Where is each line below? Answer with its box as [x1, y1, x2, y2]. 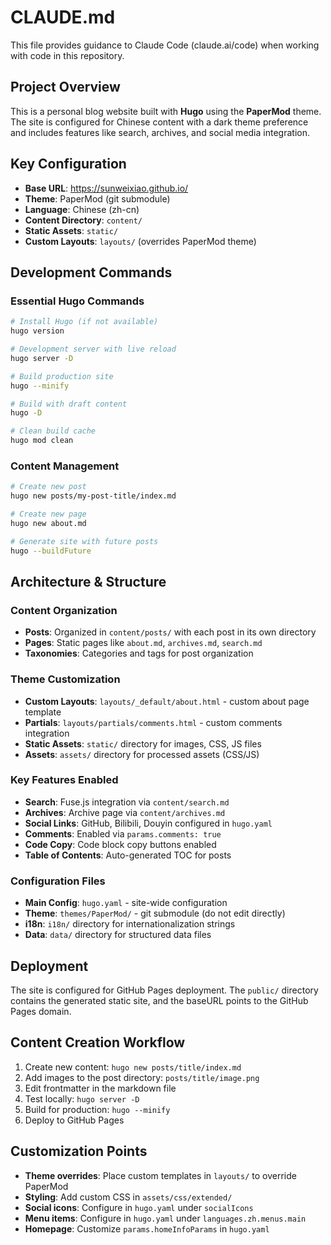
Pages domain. [10, 1005, 72, 1017]
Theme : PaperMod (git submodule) [24, 192, 171, 205]
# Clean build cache [10, 426, 97, 436]
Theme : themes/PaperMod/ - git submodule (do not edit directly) [24, 907, 286, 920]
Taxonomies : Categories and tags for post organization [24, 647, 254, 660]
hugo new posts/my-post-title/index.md [10, 491, 177, 501]
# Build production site [10, 371, 114, 381]
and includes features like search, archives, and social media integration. [10, 126, 310, 138]
